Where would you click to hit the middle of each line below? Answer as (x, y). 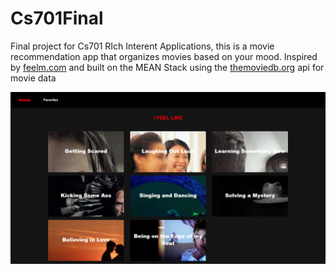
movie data (33, 78)
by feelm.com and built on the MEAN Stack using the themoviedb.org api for (167, 67)
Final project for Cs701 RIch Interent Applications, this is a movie (142, 46)
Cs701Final (57, 18)
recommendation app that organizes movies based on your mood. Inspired (164, 56)
